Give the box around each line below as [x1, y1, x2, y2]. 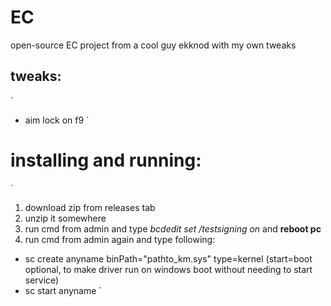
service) [24, 274, 60, 286]
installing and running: [10, 149, 202, 171]
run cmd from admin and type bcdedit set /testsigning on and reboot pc [24, 222, 322, 235]
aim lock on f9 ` [24, 114, 90, 126]
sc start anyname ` [24, 284, 102, 296]
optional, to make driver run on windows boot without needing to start [24, 263, 313, 275]
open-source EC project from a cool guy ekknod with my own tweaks [10, 39, 297, 51]
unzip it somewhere [24, 212, 107, 224]
